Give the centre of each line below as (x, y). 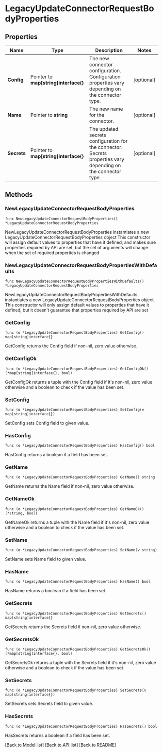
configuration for (108, 141)
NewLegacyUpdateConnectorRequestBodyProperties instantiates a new (77, 232)
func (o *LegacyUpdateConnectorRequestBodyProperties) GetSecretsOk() (78, 649)
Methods (19, 195)
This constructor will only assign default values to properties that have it (77, 305)
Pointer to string (49, 115)
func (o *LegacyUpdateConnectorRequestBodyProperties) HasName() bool (78, 582)
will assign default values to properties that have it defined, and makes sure (81, 242)
